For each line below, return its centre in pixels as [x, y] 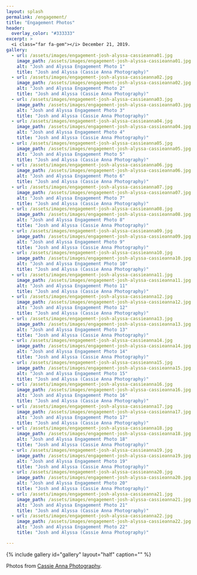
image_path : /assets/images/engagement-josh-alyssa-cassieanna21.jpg [104, 500]
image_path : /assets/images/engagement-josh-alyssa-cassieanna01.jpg [104, 61]
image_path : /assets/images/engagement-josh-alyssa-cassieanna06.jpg [104, 171]
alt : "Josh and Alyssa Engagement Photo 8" [71, 220]
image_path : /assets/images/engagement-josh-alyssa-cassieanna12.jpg [104, 302]
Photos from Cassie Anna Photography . [54, 566]
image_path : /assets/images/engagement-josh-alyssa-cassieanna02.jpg [104, 83]
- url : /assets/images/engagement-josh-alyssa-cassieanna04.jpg [92, 121]
